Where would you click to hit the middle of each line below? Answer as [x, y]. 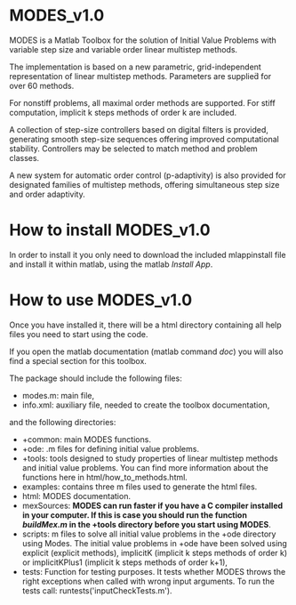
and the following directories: [63, 422]
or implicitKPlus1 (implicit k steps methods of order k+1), [125, 562]
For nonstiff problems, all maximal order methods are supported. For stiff [142, 102]
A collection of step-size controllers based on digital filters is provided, [139, 129]
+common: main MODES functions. [86, 439]
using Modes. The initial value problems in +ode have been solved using [154, 543]
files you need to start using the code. [79, 334]
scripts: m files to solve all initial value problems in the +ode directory [149, 534]
